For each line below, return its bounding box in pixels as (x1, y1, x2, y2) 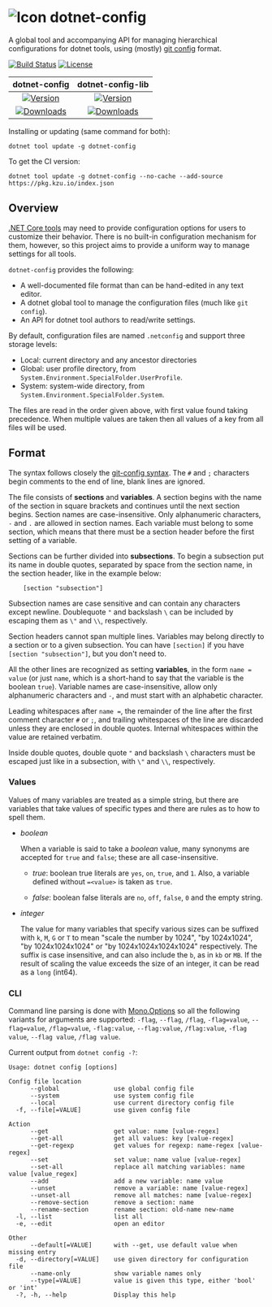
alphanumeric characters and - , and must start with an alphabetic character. (8, 690, 264, 700)
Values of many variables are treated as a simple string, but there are (8, 795, 240, 805)
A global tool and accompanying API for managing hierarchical (8, 35, 218, 45)
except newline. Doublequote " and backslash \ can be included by (8, 606, 234, 617)
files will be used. (8, 423, 67, 432)
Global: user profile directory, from (19, 363, 136, 373)
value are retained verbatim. (8, 732, 103, 741)
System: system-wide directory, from (19, 380, 145, 390)
